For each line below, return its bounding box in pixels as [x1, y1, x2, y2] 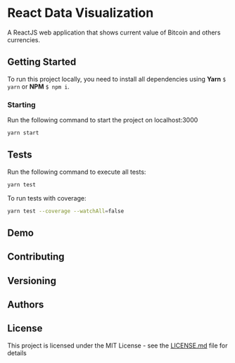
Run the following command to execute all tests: [7, 167, 146, 176]
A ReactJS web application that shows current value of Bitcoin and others [7, 28, 221, 37]
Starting [7, 100, 37, 110]
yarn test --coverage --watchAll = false [7, 208, 125, 215]
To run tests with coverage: [7, 193, 87, 202]
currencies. [7, 35, 41, 44]
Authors [7, 299, 44, 311]
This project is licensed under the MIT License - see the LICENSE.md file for [7, 341, 228, 350]
